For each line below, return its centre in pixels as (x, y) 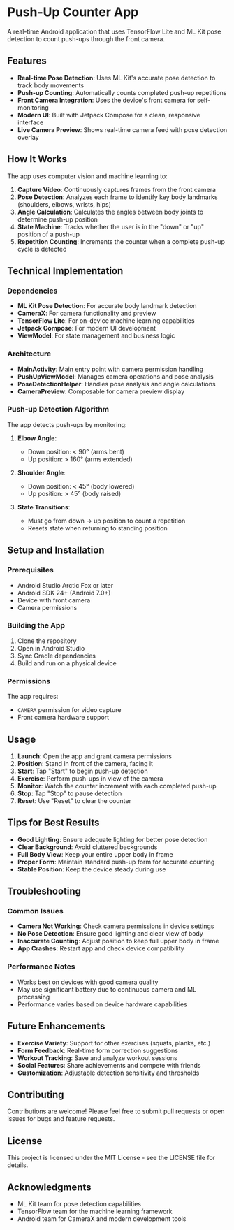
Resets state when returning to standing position (97, 528)
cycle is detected (42, 249)
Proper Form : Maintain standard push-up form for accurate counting (116, 862)
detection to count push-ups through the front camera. (86, 38)
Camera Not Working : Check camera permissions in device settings (116, 926)
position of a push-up (49, 234)
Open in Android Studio (51, 648)
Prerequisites (30, 570)
